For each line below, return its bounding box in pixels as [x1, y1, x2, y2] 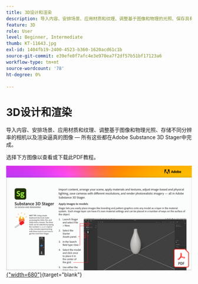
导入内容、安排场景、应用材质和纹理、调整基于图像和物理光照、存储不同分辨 [6, 127, 192, 134]
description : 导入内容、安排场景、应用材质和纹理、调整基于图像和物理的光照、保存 [6, 15, 186, 22]
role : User [6, 28, 33, 34]
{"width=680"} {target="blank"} [6, 271, 82, 278]
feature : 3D [6, 22, 35, 28]
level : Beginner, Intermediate [6, 34, 83, 41]
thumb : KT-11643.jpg [6, 41, 57, 47]
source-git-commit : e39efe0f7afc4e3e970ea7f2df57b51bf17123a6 [6, 53, 162, 59]
